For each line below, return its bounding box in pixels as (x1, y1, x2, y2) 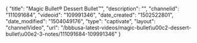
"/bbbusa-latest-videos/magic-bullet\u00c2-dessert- (61, 24, 192, 31)
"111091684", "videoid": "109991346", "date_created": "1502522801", (5, 11, 174, 19)
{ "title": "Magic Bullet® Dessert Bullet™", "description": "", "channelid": (5, 5, 179, 12)
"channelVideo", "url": (5, 24, 60, 31)
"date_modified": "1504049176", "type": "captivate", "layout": (5, 18, 156, 24)
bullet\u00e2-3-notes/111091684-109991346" (5, 30, 117, 38)
